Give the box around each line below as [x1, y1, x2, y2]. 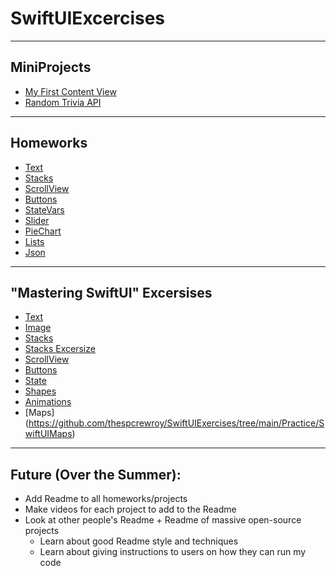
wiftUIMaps [24, 428, 73, 440]
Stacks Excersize [24, 343, 96, 355]
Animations [24, 396, 72, 408]
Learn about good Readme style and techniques [39, 535, 239, 547]
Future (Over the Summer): [10, 466, 182, 483]
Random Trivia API [24, 96, 102, 108]
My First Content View [24, 85, 117, 97]
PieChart [24, 225, 62, 237]
